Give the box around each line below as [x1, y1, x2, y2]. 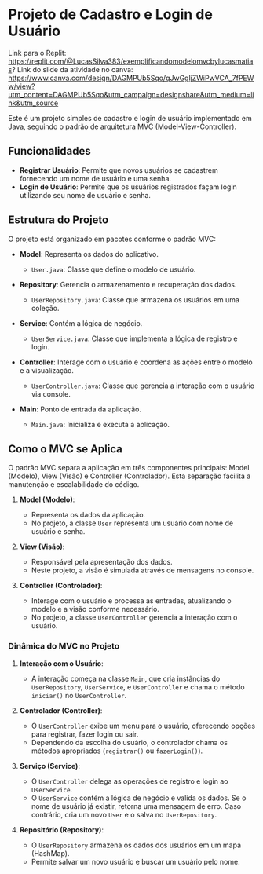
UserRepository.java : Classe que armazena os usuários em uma [31, 294, 239, 304]
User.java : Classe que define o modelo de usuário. [31, 265, 196, 274]
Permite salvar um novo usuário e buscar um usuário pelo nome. [31, 857, 241, 866]
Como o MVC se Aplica [8, 442, 123, 455]
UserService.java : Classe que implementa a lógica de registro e [31, 334, 238, 343]
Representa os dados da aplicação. [31, 510, 146, 520]
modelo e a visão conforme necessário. [31, 605, 159, 614]
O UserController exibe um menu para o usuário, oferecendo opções [31, 721, 256, 730]
